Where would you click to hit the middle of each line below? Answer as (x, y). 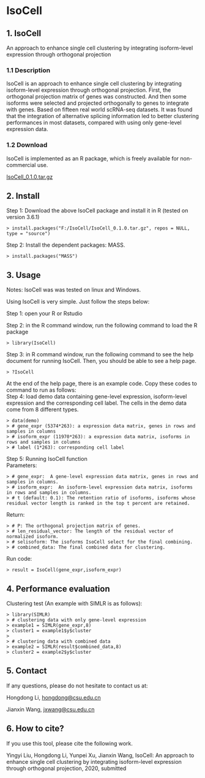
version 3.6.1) (23, 217)
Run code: (19, 559)
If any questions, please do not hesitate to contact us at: (77, 686)
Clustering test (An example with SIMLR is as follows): (74, 604)
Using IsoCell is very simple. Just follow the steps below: (78, 302)
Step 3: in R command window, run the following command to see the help (100, 354)
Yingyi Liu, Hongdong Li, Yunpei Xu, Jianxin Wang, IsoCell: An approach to (100, 755)
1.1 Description (28, 70)
